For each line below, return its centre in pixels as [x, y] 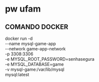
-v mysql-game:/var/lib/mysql [35, 69]
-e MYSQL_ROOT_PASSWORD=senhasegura [50, 59]
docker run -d [19, 38]
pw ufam [23, 9]
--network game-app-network [35, 49]
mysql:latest [17, 74]
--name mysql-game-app [31, 44]
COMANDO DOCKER [37, 27]
